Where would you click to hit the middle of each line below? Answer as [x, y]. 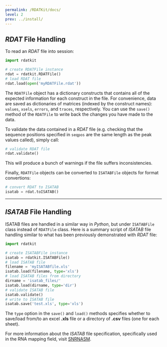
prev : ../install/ [24, 19]
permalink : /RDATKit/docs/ [33, 10]
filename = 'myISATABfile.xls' [38, 267]
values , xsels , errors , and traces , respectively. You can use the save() [78, 109]
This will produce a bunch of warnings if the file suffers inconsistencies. [79, 163]
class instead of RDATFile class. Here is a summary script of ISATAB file [78, 229]
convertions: [18, 178]
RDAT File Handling [35, 39]
